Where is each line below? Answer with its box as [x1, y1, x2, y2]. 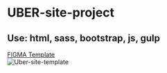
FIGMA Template [7, 50, 55, 59]
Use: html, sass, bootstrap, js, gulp [7, 32, 161, 44]
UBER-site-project [7, 5, 115, 21]
